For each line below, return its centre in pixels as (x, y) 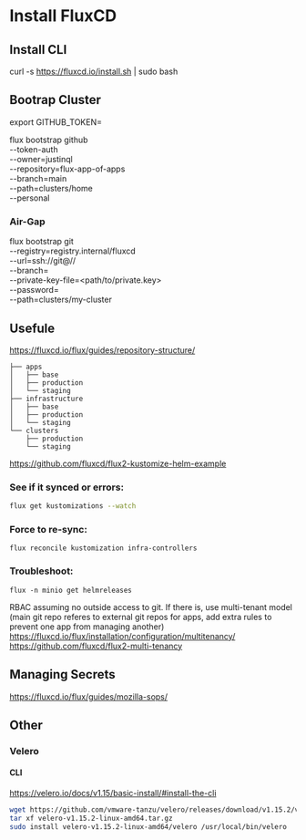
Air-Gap (27, 222)
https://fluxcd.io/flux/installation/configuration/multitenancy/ (122, 636)
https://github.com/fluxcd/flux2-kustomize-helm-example (118, 463)
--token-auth (34, 149)
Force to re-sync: (49, 530)
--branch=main (38, 178)
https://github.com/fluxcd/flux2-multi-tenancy (96, 646)
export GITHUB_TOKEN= (56, 122)
